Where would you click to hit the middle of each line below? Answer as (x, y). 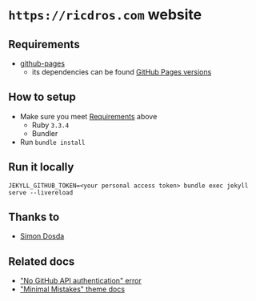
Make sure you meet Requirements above (88, 116)
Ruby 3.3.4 (50, 125)
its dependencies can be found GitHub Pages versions (122, 72)
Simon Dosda (42, 236)
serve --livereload (41, 193)
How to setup (42, 97)
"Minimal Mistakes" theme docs (72, 289)
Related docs (42, 261)
